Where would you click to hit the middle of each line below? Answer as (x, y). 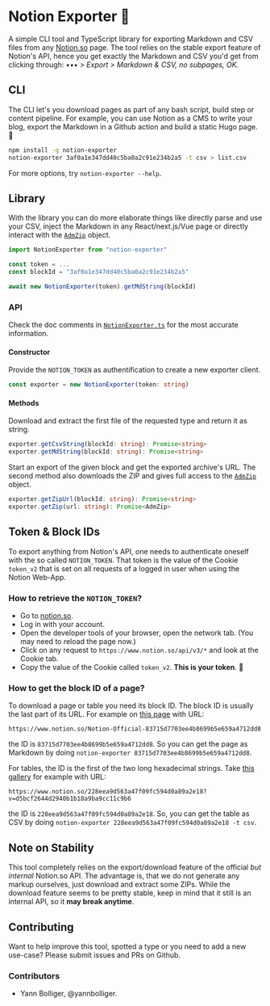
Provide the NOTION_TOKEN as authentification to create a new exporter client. (135, 370)
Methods (24, 402)
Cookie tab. (39, 659)
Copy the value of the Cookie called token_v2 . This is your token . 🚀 (132, 667)
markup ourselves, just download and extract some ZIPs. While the (120, 885)
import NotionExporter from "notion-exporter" (88, 250)
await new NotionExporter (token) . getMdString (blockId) (102, 286)
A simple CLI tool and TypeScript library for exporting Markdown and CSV (131, 39)
